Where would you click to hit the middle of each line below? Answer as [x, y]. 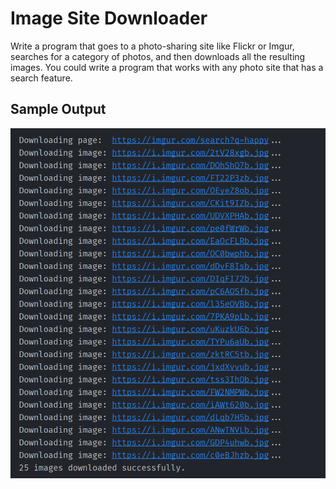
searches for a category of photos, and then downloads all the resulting [158, 56]
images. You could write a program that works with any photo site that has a [167, 67]
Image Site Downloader [109, 18]
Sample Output [58, 109]
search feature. [41, 78]
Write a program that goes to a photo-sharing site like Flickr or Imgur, [152, 46]
